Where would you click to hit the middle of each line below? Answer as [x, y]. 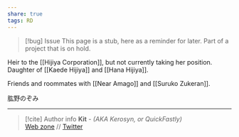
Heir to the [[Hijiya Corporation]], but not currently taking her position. [110, 62]
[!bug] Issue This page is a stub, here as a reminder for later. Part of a [127, 40]
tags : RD [20, 21]
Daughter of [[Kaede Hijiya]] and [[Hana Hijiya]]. [78, 70]
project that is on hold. [58, 48]
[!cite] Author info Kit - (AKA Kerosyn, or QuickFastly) [103, 119]
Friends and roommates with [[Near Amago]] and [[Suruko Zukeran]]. [109, 83]
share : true [25, 14]
